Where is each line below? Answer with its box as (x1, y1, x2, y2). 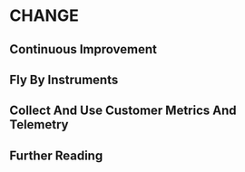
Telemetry (9, 117, 69, 132)
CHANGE (9, 5, 79, 26)
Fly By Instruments (9, 72, 119, 87)
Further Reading (9, 148, 103, 163)
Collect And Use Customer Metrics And (9, 103, 238, 119)
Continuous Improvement (9, 42, 157, 57)
